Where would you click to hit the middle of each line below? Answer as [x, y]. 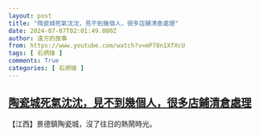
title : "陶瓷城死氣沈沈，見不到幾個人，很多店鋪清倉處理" [93, 23]
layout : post [30, 16]
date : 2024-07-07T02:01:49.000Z [62, 31]
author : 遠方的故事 [38, 38]
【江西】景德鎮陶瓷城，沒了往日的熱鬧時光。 [83, 124]
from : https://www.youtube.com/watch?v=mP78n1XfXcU [97, 46]
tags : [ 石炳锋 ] [35, 53]
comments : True [34, 61]
